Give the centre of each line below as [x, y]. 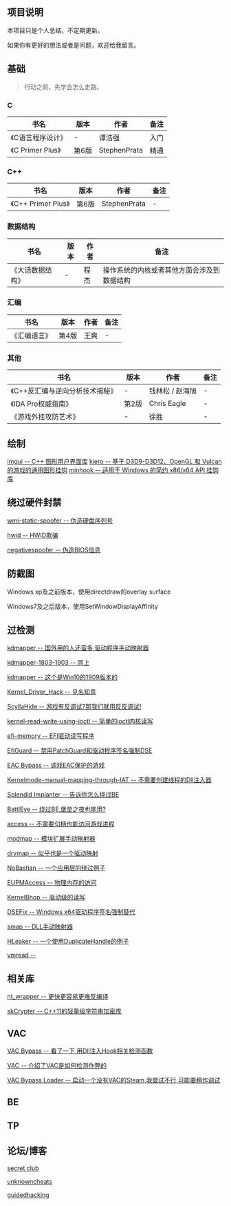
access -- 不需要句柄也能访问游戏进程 [61, 824]
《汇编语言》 [32, 335]
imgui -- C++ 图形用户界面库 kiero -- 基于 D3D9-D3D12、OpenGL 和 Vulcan [114, 461]
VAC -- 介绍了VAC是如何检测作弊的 [57, 1065]
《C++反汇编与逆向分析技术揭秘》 [64, 391]
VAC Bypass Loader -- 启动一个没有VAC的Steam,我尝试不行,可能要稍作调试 [114, 1080]
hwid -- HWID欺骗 [33, 535]
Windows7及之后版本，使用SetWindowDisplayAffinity [82, 606]
